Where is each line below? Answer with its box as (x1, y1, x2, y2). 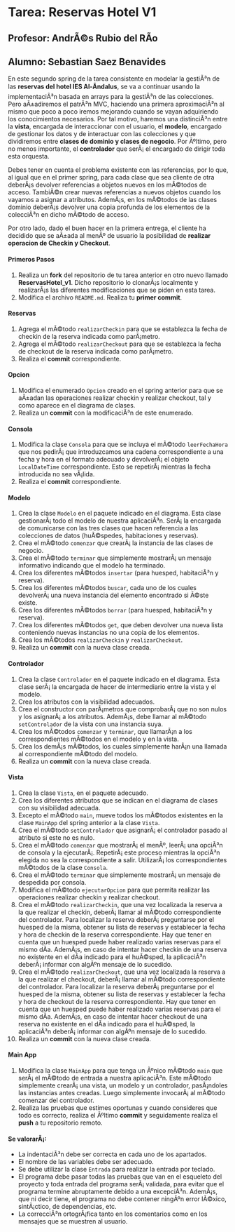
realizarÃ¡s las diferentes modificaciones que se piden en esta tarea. (17, 286, 216, 294)
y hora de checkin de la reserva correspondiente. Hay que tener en (17, 930, 212, 939)
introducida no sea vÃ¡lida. (17, 470, 95, 478)
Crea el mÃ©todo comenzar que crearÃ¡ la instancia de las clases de (17, 539, 213, 547)
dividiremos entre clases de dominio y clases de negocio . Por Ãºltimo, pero (8, 138, 227, 146)
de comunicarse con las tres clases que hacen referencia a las (17, 524, 199, 533)
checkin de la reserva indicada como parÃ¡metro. (17, 332, 160, 340)
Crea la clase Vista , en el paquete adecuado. (17, 789, 149, 797)
